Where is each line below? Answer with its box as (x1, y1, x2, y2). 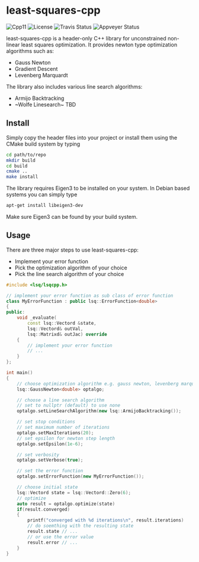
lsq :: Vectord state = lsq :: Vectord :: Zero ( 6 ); (17, 489, 131, 495)
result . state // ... (27, 529, 78, 535)
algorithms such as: (6, 47, 54, 54)
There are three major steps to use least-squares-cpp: (6, 246, 139, 253)
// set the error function (17, 468, 84, 474)
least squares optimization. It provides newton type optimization (21, 41, 178, 48)
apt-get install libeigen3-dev (6, 203, 84, 209)
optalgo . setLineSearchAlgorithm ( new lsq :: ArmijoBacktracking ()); (17, 408, 182, 414)
